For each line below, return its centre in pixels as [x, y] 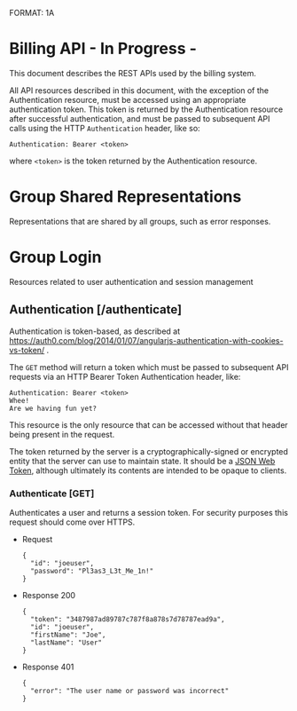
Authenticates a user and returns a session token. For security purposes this [148, 512]
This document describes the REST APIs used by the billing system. [133, 73]
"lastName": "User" [66, 643]
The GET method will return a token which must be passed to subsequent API [149, 367]
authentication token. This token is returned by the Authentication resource [146, 109]
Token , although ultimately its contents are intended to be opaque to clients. [148, 470]
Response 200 [49, 595]
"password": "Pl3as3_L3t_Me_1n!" [92, 571]
